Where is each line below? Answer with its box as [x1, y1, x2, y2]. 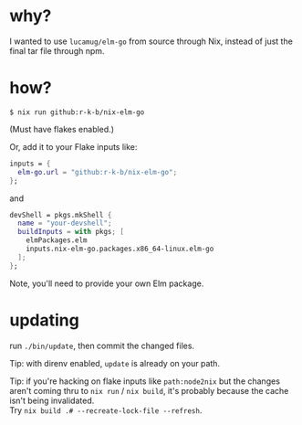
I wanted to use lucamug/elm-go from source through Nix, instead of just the [9, 36, 294, 47]
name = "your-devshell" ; [17, 218, 112, 228]
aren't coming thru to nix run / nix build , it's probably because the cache [9, 385, 289, 396]
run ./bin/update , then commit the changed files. [9, 340, 194, 351]
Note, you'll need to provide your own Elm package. [9, 278, 204, 289]
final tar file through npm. [9, 45, 105, 56]
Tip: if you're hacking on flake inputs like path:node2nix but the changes [9, 376, 281, 387]
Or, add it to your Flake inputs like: [9, 141, 138, 152]
